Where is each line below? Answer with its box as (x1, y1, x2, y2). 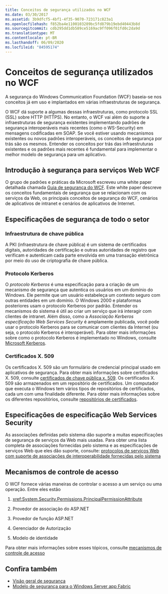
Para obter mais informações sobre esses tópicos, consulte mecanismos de (5, 545, 162, 551)
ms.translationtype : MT (5, 31, 55, 36)
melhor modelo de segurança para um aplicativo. (5, 151, 107, 157)
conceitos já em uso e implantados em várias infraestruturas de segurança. (5, 99, 161, 105)
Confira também (5, 564, 58, 573)
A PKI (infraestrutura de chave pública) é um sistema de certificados (5, 242, 147, 248)
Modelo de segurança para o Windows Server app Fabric (12, 583, 131, 589)
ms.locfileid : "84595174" (5, 45, 59, 50)
